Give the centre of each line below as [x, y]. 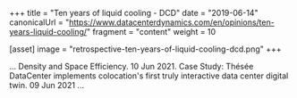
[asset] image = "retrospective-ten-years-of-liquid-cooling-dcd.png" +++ [145, 49]
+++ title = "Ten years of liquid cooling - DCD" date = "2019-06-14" [134, 13]
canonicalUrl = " [39, 22]
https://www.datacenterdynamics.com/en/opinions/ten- [171, 22]
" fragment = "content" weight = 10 [151, 32]
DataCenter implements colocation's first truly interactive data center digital [149, 76]
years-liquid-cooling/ [48, 32]
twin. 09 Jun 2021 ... [47, 85]
